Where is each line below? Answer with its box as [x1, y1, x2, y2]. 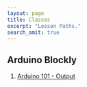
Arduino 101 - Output [16, 72, 75, 80]
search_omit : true [7, 29, 60, 36]
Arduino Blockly [7, 54, 77, 65]
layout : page [7, 10, 45, 17]
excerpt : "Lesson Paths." [7, 22, 81, 29]
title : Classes [7, 16, 51, 23]
